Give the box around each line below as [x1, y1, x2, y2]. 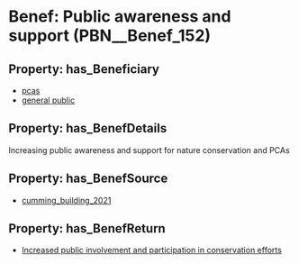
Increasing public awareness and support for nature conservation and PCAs [8, 144, 290, 155]
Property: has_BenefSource [8, 171, 168, 187]
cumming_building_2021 [21, 195, 112, 205]
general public [21, 95, 76, 105]
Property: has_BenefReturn [8, 221, 166, 236]
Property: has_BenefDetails [8, 121, 168, 136]
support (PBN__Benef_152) [8, 25, 212, 46]
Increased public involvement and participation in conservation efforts [21, 245, 283, 256]
